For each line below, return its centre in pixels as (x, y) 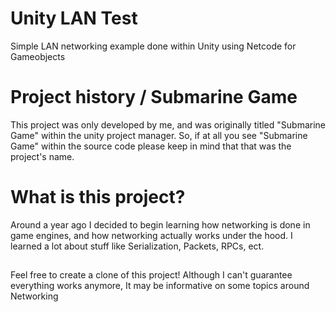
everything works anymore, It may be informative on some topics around (160, 286)
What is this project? (98, 197)
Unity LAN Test (74, 18)
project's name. (42, 156)
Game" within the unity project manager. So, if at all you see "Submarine (159, 135)
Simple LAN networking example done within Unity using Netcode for (153, 46)
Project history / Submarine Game (154, 97)
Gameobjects (38, 56)
